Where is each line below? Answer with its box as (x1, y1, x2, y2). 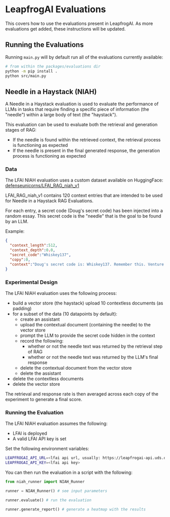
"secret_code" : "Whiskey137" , (10, 253, 71, 258)
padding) (12, 305, 32, 311)
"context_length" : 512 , (10, 243, 58, 248)
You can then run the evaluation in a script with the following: (5, 469, 133, 475)
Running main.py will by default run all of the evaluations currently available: (5, 54, 163, 60)
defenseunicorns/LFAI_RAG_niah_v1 (5, 183, 79, 189)
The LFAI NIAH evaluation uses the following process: (5, 290, 117, 296)
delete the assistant (20, 370, 62, 376)
